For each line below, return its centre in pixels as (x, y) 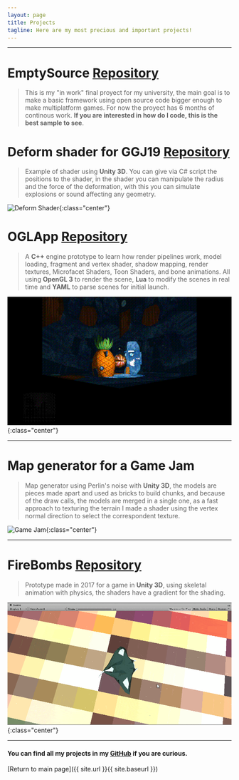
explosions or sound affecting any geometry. (90, 194)
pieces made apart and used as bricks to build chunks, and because (125, 493)
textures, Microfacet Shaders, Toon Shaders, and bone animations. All (127, 272)
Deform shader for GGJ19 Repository (118, 152)
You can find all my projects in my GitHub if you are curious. (97, 753)
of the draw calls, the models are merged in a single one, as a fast (121, 501)
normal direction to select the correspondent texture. (102, 516)
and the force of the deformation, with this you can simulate (112, 187)
